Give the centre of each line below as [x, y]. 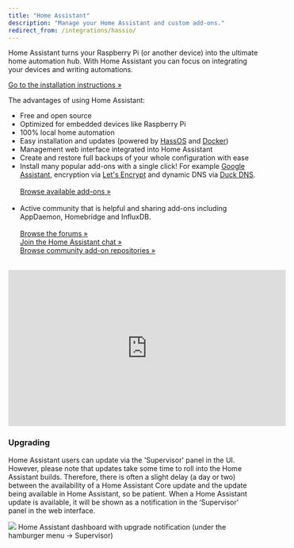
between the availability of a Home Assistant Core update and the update [128, 485]
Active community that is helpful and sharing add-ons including [123, 209]
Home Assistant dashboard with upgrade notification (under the [122, 527]
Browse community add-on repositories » [88, 251]
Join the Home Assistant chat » [71, 242]
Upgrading [29, 443]
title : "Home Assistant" [49, 15]
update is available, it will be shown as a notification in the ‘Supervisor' [124, 502]
